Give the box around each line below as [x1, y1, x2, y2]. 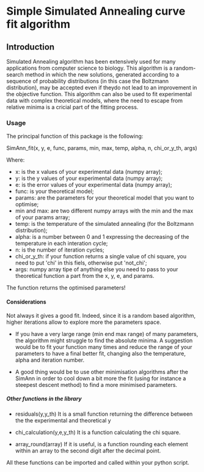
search [6, 71, 24, 78]
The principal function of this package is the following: [6, 133, 144, 140]
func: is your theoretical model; [15, 188, 94, 195]
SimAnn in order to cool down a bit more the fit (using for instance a [15, 375, 186, 382]
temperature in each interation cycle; [15, 240, 108, 247]
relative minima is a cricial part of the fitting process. [6, 103, 139, 111]
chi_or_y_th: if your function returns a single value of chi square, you [15, 253, 187, 260]
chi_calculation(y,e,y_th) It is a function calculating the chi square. [15, 429, 181, 436]
